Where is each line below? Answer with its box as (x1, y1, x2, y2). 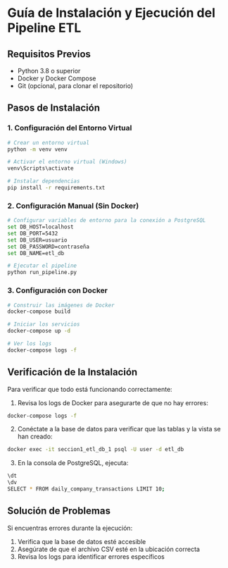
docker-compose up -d (7, 328, 71, 335)
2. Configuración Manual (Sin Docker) (7, 201, 139, 211)
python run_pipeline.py (7, 269, 77, 276)
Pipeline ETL (7, 20, 82, 36)
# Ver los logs (7, 340, 52, 347)
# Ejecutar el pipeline (7, 262, 77, 269)
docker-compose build (7, 308, 71, 315)
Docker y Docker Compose (17, 74, 96, 82)
